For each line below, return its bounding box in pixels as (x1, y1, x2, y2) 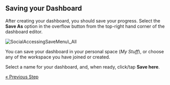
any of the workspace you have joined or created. (5, 54, 110, 60)
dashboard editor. (5, 28, 43, 35)
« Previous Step (5, 74, 39, 80)
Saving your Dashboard (5, 4, 82, 13)
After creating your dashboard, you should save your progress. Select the (5, 17, 160, 24)
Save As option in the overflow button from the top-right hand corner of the (5, 23, 165, 29)
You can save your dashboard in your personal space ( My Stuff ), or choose (5, 48, 164, 54)
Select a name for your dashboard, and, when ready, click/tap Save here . (5, 63, 160, 70)
